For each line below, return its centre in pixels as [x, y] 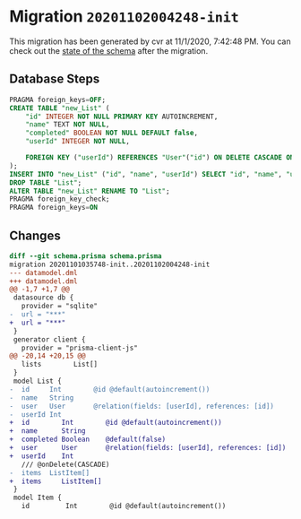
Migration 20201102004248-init [124, 17]
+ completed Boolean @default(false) [88, 440]
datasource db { [43, 298]
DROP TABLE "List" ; [46, 182]
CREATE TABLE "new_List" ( [60, 108]
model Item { [38, 498]
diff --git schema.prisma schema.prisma [86, 256]
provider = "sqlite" [60, 307]
